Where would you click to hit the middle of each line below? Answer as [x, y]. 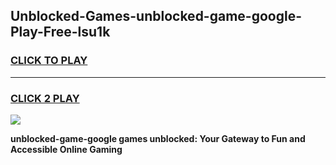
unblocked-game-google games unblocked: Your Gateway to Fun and [158, 138]
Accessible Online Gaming [66, 149]
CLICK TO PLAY [49, 61]
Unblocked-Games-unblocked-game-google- [156, 16]
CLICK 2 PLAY [45, 98]
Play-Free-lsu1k [60, 32]
